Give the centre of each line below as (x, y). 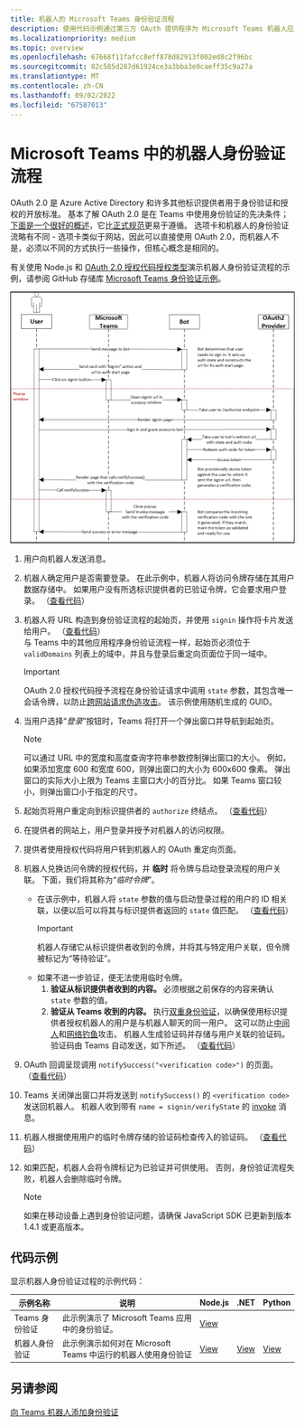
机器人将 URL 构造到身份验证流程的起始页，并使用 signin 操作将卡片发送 (158, 619)
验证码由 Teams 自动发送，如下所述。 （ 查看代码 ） (145, 1045)
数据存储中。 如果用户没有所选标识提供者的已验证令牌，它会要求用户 (151, 589)
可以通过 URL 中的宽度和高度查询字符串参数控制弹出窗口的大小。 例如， (157, 757)
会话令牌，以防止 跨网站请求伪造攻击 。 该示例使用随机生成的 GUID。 (150, 702)
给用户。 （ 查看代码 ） (64, 631)
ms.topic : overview (47, 48)
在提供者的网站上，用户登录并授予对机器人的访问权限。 (126, 830)
